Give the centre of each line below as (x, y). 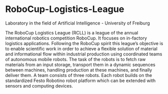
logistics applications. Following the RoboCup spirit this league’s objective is (84, 43)
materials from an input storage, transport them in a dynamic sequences (80, 64)
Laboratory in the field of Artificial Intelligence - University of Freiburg (78, 23)
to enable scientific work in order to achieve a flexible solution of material (81, 48)
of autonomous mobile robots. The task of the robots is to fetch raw (75, 59)
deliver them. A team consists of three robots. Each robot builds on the (79, 75)
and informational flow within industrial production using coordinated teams (84, 54)
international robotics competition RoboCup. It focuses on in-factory (76, 38)
